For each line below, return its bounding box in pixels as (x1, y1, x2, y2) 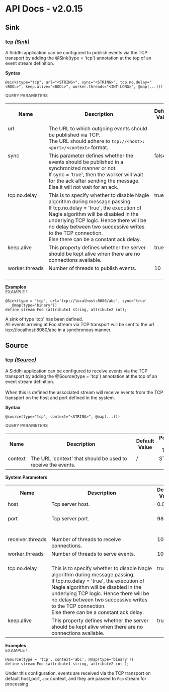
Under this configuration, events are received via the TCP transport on (5, 670, 151, 676)
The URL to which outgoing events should (48, 125, 147, 132)
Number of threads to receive (51, 535, 121, 543)
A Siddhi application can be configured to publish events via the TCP (5, 49, 147, 55)
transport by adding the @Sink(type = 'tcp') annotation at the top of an (5, 55, 152, 61)
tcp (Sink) (5, 38, 30, 45)
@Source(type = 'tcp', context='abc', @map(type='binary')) (5, 657, 134, 662)
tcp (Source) (5, 356, 37, 363)
